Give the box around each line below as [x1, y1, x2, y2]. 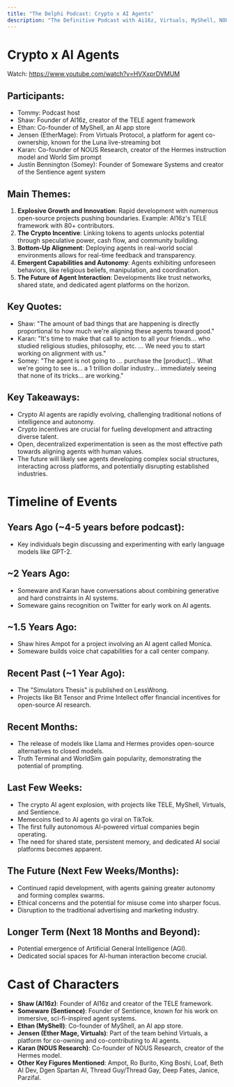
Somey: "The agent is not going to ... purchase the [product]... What [17, 357, 213, 365]
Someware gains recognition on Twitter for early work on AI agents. [17, 601, 212, 609]
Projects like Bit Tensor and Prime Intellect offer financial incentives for [17, 694, 221, 702]
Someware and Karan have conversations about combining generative [17, 586, 219, 594]
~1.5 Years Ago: [7, 621, 77, 633]
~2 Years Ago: [7, 568, 70, 580]
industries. [17, 469, 48, 478]
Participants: [7, 90, 65, 102]
